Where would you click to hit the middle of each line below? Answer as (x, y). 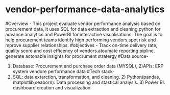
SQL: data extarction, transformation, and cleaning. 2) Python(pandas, (87, 77)
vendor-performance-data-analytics (85, 9)
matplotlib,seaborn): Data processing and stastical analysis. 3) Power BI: (89, 82)
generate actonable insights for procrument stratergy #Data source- (77, 56)
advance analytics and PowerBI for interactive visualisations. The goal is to (84, 34)
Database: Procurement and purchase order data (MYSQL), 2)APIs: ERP (88, 66)
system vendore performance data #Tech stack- (64, 71)
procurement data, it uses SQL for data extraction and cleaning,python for (83, 29)
